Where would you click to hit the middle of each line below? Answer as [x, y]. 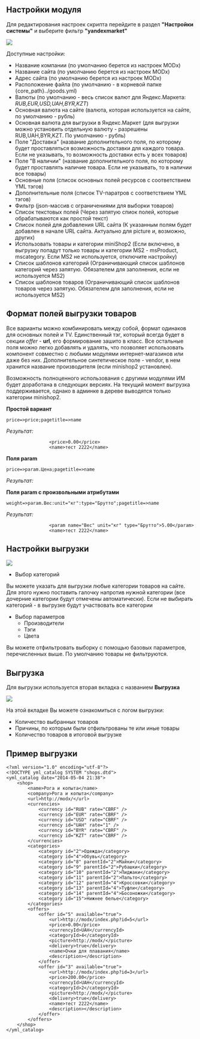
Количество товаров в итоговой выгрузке [68, 735]
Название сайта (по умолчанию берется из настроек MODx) [92, 71]
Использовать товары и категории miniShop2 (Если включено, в [97, 244]
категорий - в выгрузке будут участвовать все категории [80, 605]
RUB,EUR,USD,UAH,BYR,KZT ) [51, 103]
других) [25, 237]
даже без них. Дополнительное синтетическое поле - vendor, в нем [93, 360]
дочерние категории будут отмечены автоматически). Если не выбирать [100, 599]
